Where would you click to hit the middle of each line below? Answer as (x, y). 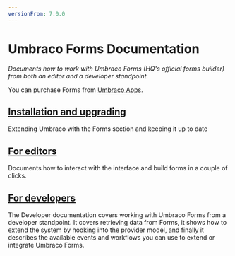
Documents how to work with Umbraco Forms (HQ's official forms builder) (116, 69)
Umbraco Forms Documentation (104, 48)
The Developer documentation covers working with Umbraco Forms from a (117, 215)
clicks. (17, 176)
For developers (42, 198)
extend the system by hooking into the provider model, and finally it (106, 230)
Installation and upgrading (67, 111)
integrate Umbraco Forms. (46, 245)
